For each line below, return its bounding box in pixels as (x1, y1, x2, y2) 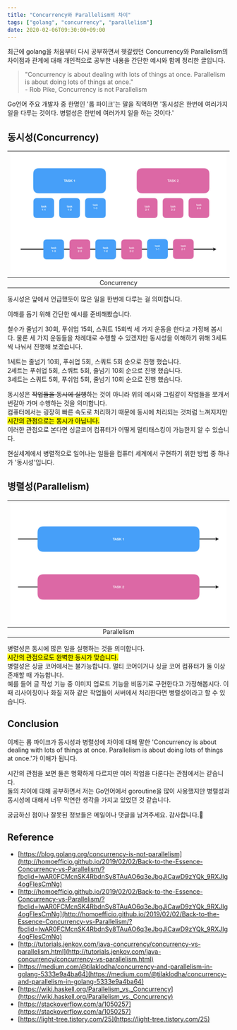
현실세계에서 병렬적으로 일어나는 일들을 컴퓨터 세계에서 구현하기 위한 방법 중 (7, 449, 217, 458)
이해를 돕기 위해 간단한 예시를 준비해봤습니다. (7, 310, 132, 318)
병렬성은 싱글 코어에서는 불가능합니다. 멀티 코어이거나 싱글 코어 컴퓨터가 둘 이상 (7, 661, 226, 670)
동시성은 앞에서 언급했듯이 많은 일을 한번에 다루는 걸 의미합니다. (7, 295, 183, 304)
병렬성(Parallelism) (7, 481, 90, 493)
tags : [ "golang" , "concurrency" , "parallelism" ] (7, 18, 153, 26)
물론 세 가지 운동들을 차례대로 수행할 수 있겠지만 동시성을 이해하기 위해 (16, 334, 210, 342)
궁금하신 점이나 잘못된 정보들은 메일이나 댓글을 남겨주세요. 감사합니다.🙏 (7, 810, 204, 819)
